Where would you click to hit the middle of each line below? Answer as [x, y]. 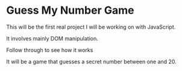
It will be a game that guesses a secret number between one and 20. [91, 61]
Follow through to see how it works [50, 50]
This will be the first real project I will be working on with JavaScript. [91, 27]
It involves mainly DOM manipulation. [52, 38]
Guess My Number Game [70, 10]
